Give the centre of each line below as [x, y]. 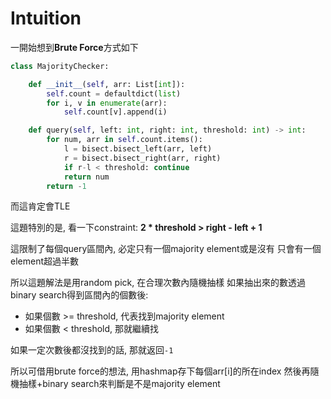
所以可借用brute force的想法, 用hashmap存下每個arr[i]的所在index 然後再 [160, 371]
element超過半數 [44, 261]
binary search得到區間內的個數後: [79, 295]
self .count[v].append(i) [115, 112]
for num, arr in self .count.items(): [124, 140]
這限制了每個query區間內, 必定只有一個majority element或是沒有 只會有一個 [166, 249]
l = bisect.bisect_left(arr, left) [138, 149]
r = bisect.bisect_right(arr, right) [142, 158]
